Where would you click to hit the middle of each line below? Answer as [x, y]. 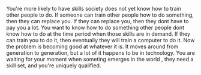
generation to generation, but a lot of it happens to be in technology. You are [100, 53]
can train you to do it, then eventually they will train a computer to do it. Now [100, 40]
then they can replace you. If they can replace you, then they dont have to [97, 21]
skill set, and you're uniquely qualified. [54, 65]
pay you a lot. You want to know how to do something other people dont [95, 27]
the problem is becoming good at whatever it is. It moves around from [92, 46]
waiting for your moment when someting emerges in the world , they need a [100, 59]
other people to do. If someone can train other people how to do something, [100, 15]
